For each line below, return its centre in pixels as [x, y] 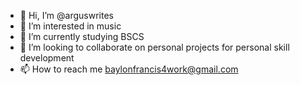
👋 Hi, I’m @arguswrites [66, 15]
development [47, 58]
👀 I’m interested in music [70, 26]
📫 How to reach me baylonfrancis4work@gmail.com [129, 69]
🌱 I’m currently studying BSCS [82, 36]
